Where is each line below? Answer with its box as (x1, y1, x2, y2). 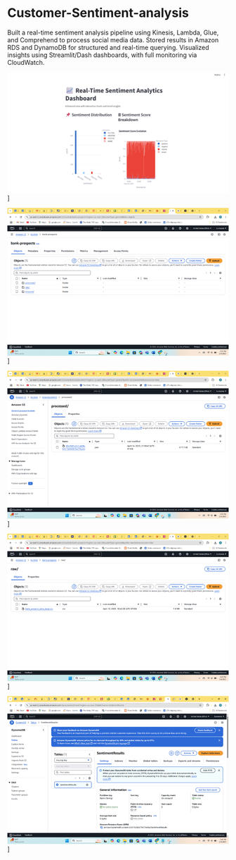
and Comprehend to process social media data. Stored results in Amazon (7, 35, 219, 44)
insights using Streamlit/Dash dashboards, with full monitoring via (7, 51, 197, 59)
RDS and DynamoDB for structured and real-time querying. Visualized (7, 43, 209, 51)
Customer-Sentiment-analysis (7, 5, 190, 21)
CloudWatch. (7, 58, 45, 66)
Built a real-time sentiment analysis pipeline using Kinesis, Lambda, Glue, (7, 28, 219, 37)
